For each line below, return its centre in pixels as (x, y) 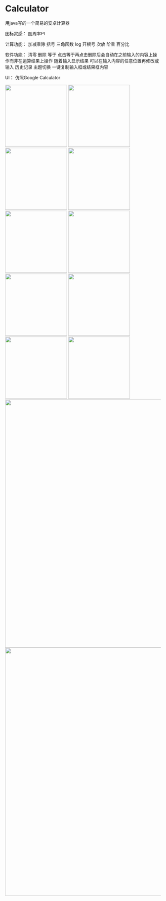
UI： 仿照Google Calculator (33, 77)
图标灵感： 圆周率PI (25, 33)
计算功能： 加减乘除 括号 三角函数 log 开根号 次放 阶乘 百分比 (67, 44)
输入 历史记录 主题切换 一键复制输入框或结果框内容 (57, 67)
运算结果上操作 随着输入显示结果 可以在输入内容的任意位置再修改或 (90, 61)
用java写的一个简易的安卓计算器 (38, 23)
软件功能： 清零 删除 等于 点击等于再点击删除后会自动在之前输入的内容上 (79, 55)
